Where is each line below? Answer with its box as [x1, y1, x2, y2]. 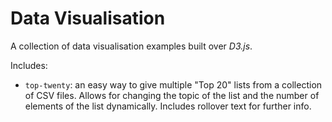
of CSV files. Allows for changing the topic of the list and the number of [24, 89, 320, 101]
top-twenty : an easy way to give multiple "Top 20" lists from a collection [24, 78, 323, 91]
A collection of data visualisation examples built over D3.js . [10, 40, 253, 52]
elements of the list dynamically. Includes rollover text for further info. [24, 100, 312, 112]
